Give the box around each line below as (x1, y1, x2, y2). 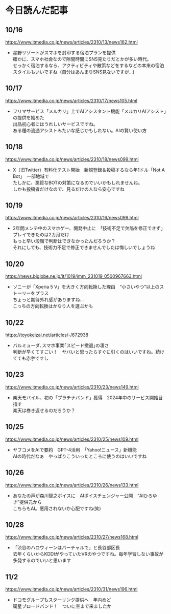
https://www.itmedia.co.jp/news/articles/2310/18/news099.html (5, 156, 139, 162)
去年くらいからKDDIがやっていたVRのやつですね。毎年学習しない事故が (12, 551, 164, 557)
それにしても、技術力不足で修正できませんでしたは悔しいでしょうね (12, 244, 155, 251)
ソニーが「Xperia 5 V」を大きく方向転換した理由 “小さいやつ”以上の (12, 284, 160, 290)
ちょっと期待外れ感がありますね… (12, 297, 84, 303)
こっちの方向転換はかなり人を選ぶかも (12, 303, 93, 309)
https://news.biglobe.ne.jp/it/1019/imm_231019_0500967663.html (5, 273, 142, 279)
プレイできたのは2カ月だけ (12, 232, 70, 238)
